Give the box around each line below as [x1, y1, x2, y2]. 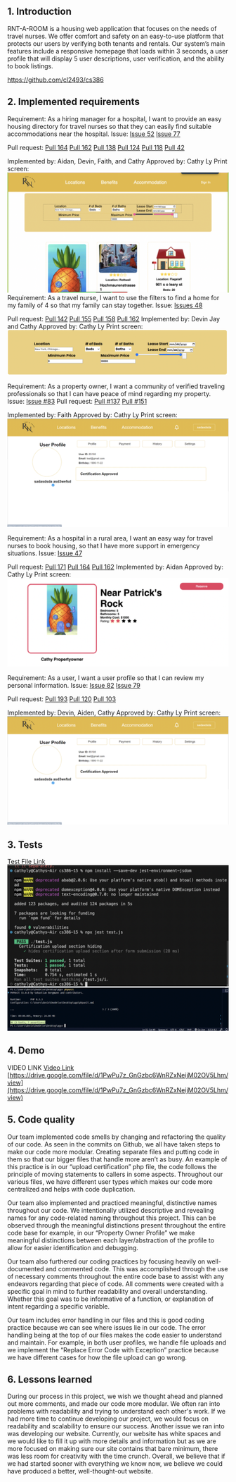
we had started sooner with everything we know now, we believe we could [7, 1459, 223, 1468]
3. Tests [7, 839, 44, 851]
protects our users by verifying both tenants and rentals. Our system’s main [7, 39, 225, 48]
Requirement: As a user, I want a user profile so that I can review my [7, 674, 204, 682]
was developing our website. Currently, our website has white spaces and [7, 1430, 221, 1438]
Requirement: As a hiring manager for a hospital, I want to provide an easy [7, 114, 222, 123]
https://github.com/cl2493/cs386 [7, 75, 104, 84]
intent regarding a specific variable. [7, 1302, 110, 1310]
